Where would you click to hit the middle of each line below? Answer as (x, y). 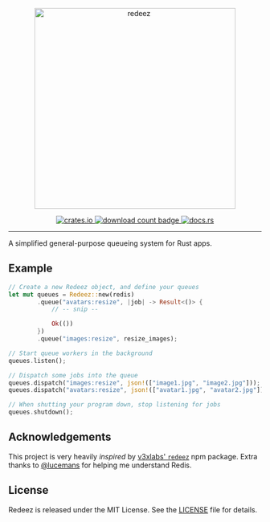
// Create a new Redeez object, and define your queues (104, 287)
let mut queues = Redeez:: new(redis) (72, 294)
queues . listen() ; (37, 361)
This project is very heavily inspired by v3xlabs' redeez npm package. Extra (133, 456)
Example (31, 269)
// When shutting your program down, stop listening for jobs (115, 405)
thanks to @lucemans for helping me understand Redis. (100, 465)
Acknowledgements (60, 437)
